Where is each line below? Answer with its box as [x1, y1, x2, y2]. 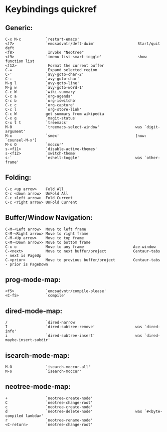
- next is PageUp [5, 253, 42, 258]
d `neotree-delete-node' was [5, 409, 142, 414]
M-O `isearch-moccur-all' [5, 365, 91, 370]
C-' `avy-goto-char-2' [5, 72, 84, 77]
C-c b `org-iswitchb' [5, 98, 78, 103]
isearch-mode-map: [5, 351, 70, 360]
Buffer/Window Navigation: [5, 213, 93, 222]
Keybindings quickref [5, 4, 97, 15]
